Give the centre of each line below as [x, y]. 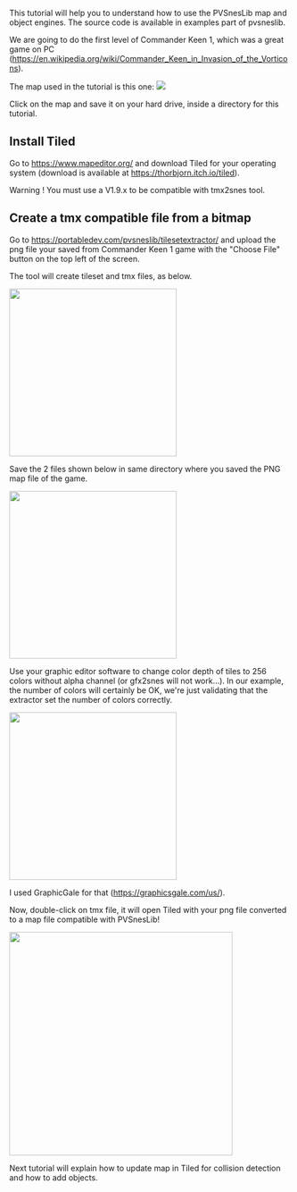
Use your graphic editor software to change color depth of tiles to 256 [138, 671]
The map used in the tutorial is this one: [82, 87]
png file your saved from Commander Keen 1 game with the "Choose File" [145, 249]
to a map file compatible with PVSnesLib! [85, 919]
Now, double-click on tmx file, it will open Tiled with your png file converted [148, 909]
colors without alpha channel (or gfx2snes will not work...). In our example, [146, 681]
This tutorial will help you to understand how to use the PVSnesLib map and [148, 13]
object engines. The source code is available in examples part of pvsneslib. [148, 22]
